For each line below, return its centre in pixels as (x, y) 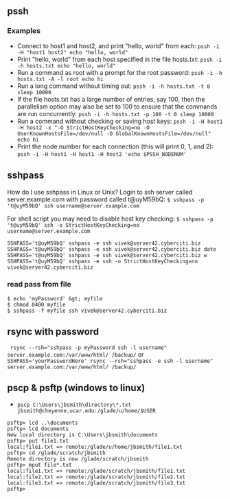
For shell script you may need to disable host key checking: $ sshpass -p (111, 219)
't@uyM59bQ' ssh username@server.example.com (73, 206)
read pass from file (39, 285)
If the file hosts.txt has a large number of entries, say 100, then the (111, 99)
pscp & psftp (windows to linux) (76, 388)
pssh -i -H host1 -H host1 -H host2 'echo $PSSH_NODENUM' (102, 154)
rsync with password (53, 332)
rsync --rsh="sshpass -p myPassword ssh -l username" (89, 347)
